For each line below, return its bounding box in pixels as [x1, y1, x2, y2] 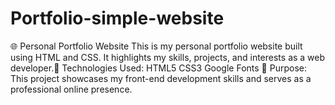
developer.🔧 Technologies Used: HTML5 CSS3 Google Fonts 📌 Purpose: [10, 62, 307, 74]
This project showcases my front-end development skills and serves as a [10, 72, 312, 84]
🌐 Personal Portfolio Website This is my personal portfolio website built [10, 40, 303, 52]
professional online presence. [10, 83, 133, 95]
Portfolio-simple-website [10, 7, 225, 30]
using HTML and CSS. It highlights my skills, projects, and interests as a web [10, 51, 326, 63]
